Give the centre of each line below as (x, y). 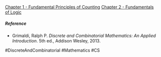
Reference (16, 23)
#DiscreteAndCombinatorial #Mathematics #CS (53, 50)
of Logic (13, 12)
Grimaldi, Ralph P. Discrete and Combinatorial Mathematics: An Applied (84, 36)
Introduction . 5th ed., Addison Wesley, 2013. (56, 40)
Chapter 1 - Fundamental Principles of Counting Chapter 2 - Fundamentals (80, 7)
